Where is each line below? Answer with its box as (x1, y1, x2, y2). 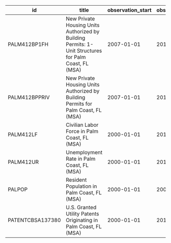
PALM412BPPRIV (8, 94, 50, 101)
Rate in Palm (66, 156, 96, 162)
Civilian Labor (66, 121, 99, 128)
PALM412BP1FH (8, 41, 49, 48)
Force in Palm (66, 128, 98, 135)
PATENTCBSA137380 (8, 217, 61, 224)
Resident (66, 176, 87, 183)
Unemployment (66, 149, 103, 156)
